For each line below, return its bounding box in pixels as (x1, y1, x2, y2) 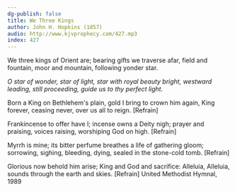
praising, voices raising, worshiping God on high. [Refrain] (7, 127, 177, 136)
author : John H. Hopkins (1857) (7, 23, 103, 30)
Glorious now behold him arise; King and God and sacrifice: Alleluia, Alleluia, (7, 162, 230, 170)
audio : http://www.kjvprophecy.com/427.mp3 (7, 30, 138, 37)
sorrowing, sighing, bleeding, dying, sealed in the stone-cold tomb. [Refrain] (7, 149, 230, 157)
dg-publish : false (7, 10, 62, 18)
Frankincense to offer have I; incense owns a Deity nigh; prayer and (7, 120, 204, 128)
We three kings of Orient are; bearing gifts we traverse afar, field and (7, 56, 208, 64)
